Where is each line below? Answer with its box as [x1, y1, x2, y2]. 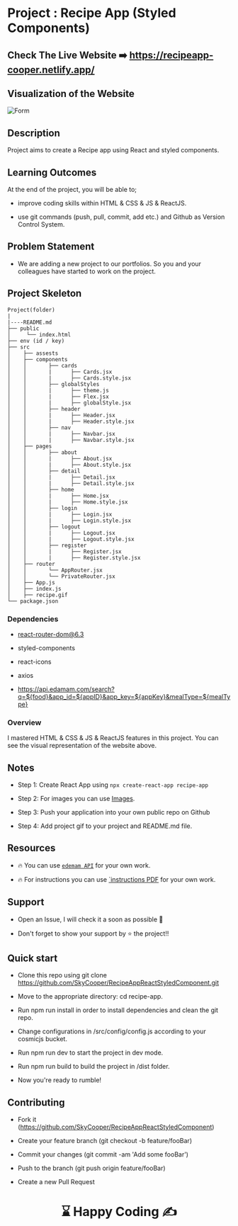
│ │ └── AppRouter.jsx [7, 567, 103, 574]
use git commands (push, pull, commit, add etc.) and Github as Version [17, 212, 225, 221]
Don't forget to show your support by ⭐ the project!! [17, 929, 169, 938]
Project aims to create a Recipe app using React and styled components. [7, 146, 220, 154]
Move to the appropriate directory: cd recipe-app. [17, 992, 163, 1001]
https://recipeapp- [129, 49, 214, 61]
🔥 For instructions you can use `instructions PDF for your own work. [17, 875, 216, 883]
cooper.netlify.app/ [7, 64, 95, 76]
